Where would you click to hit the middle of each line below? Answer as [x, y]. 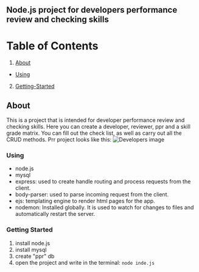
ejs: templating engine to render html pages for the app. [85, 201]
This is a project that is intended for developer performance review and [96, 120]
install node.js [33, 243]
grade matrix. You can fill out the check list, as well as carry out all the [94, 133]
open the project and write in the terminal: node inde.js [85, 262]
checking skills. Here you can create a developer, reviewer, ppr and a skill [98, 127]
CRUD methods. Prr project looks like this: [59, 140]
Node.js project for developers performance [92, 10]
